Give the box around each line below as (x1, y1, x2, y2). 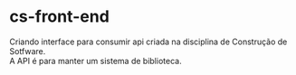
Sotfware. (9, 45, 46, 56)
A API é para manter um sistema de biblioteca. (9, 55, 183, 66)
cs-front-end (9, 6, 110, 27)
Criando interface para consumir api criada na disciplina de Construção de (9, 36, 288, 47)
